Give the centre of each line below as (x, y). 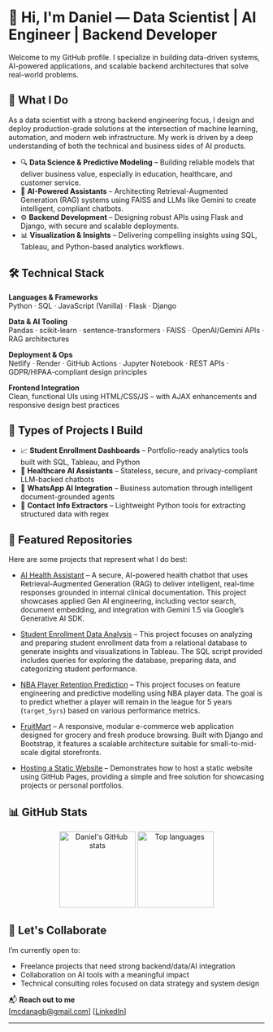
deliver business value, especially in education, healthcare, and (126, 173)
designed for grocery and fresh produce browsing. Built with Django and (141, 735)
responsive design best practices (64, 405)
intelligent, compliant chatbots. (72, 209)
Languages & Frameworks (54, 296)
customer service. (50, 182)
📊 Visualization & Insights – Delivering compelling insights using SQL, (139, 235)
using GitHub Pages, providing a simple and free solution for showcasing (142, 777)
